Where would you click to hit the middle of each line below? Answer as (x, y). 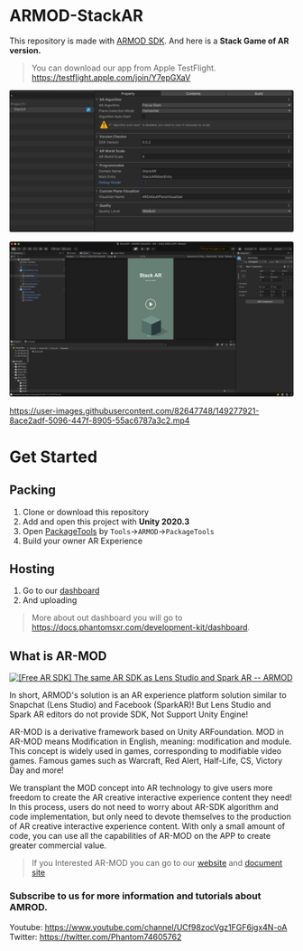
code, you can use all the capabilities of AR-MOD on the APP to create (140, 836)
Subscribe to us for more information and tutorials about (135, 896)
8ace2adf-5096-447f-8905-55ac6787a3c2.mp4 (100, 420)
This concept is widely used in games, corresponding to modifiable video (146, 751)
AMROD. (28, 908)
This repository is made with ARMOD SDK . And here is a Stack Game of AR (149, 41)
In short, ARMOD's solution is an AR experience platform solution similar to (148, 695)
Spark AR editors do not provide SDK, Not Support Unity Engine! (129, 714)
